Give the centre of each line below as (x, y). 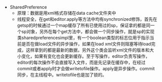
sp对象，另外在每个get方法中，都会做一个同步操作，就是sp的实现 (88, 31)
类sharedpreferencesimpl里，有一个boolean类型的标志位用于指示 (83, 38)
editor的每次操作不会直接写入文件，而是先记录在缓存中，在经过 (81, 62)
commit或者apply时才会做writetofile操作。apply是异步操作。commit (86, 68)
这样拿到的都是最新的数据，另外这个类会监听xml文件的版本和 (88, 50)
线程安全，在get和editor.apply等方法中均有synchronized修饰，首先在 (87, 19)
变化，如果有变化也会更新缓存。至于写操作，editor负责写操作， (86, 56)
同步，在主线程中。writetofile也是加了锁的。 (62, 75)
